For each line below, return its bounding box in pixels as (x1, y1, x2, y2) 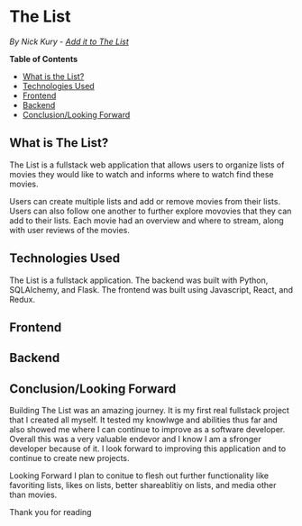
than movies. (9, 489, 58, 501)
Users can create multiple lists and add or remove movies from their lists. (9, 195, 281, 206)
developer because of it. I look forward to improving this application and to (9, 443, 287, 454)
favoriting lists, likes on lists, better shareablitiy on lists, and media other (9, 480, 277, 491)
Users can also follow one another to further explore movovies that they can (9, 205, 292, 216)
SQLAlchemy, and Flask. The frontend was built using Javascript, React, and (9, 284, 293, 295)
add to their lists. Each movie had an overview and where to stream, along (9, 214, 284, 226)
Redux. (9, 294, 36, 304)
